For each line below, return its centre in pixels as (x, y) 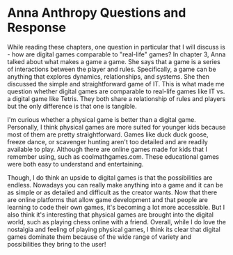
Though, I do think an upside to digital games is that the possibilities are (110, 177)
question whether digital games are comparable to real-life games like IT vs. (116, 91)
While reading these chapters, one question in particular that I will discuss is (116, 47)
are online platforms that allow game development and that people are (108, 199)
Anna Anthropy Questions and (97, 13)
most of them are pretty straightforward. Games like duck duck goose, (108, 134)
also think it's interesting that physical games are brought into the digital (111, 215)
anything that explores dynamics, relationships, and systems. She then (109, 76)
